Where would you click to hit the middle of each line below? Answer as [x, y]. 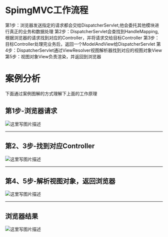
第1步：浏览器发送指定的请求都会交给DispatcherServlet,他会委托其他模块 [80, 25]
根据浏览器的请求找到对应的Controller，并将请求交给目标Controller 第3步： [82, 38]
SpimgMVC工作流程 [47, 10]
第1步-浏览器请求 [31, 111]
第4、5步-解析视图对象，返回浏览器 [60, 181]
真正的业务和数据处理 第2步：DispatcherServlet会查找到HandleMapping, [84, 31]
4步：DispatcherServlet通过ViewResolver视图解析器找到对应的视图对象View [84, 50]
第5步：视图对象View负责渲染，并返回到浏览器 [53, 56]
